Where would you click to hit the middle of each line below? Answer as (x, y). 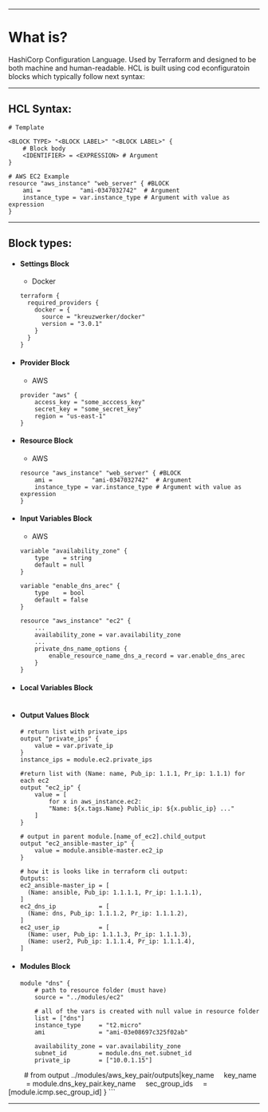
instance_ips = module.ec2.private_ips (86, 760)
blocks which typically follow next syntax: (77, 76)
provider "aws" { (49, 395)
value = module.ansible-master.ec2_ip (99, 851)
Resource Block (46, 441)
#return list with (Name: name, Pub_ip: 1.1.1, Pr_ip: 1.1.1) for (132, 774)
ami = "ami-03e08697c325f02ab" (112, 1032)
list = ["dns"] (60, 1018)
